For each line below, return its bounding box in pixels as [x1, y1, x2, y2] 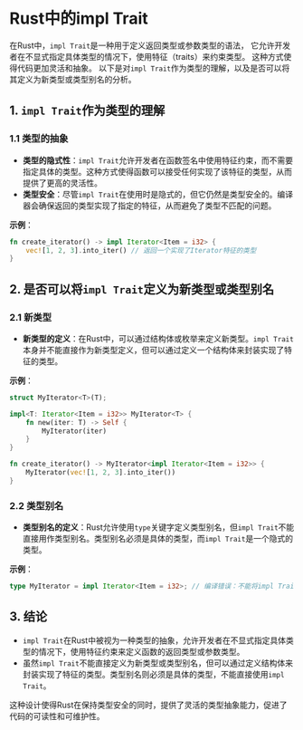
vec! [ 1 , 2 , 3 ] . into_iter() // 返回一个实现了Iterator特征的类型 [25, 245, 257, 255]
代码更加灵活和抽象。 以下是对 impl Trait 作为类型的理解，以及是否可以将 [16, 62, 290, 73]
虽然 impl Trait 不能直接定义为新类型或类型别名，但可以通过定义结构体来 [22, 658, 294, 668]
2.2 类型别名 [9, 499, 64, 512]
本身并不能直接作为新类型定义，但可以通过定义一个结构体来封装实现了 [22, 344, 285, 355]
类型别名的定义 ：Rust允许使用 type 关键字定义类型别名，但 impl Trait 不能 [22, 522, 295, 533]
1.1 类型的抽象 [9, 132, 69, 145]
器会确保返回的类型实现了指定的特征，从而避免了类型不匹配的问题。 [22, 200, 277, 211]
